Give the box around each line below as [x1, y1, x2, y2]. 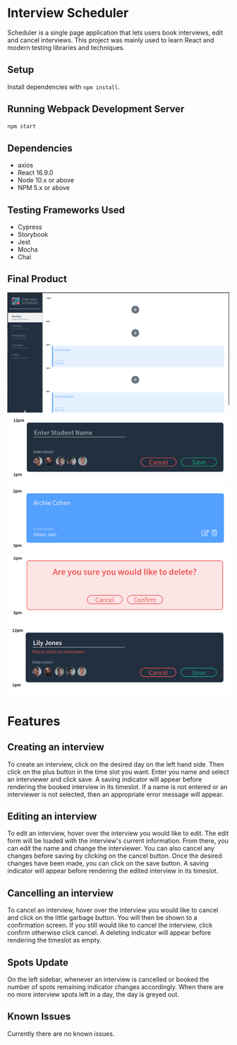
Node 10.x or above [17, 176, 75, 184]
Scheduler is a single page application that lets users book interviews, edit [7, 28, 224, 37]
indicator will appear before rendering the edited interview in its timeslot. [7, 867, 219, 875]
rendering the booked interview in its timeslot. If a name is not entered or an [7, 782, 228, 791]
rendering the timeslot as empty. [7, 936, 102, 945]
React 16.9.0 [17, 168, 54, 177]
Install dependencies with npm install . [7, 83, 120, 91]
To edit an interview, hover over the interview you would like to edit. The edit [7, 829, 229, 838]
